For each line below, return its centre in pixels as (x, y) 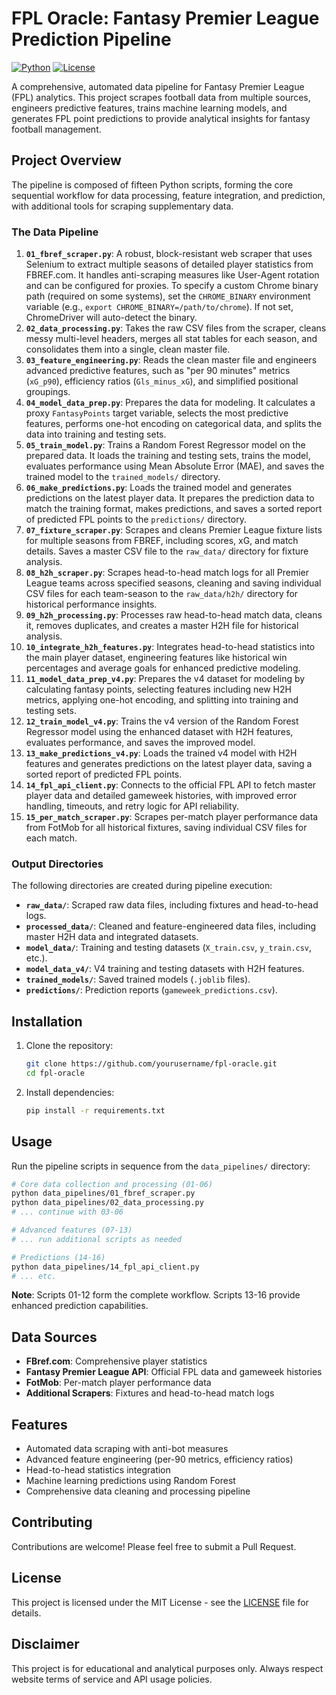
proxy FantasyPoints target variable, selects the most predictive (157, 413)
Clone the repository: (69, 1046)
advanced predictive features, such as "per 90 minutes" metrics (158, 371)
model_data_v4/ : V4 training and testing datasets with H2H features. (165, 969)
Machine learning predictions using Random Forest (130, 1481)
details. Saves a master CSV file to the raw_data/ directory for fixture (167, 551)
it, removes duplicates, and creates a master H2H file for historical (162, 626)
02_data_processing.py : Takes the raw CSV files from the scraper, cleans (176, 328)
